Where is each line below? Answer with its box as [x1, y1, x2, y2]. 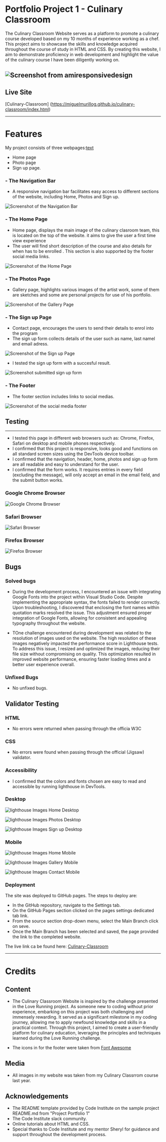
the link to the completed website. [12, 934, 82, 940]
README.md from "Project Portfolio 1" [12, 1110, 90, 1116]
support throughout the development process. [12, 1132, 107, 1138]
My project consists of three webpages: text [5, 145, 94, 151]
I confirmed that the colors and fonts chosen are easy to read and [12, 778, 146, 784]
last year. [12, 1078, 31, 1084]
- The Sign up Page [5, 314, 52, 321]
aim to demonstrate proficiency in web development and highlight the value [5, 51, 159, 57]
